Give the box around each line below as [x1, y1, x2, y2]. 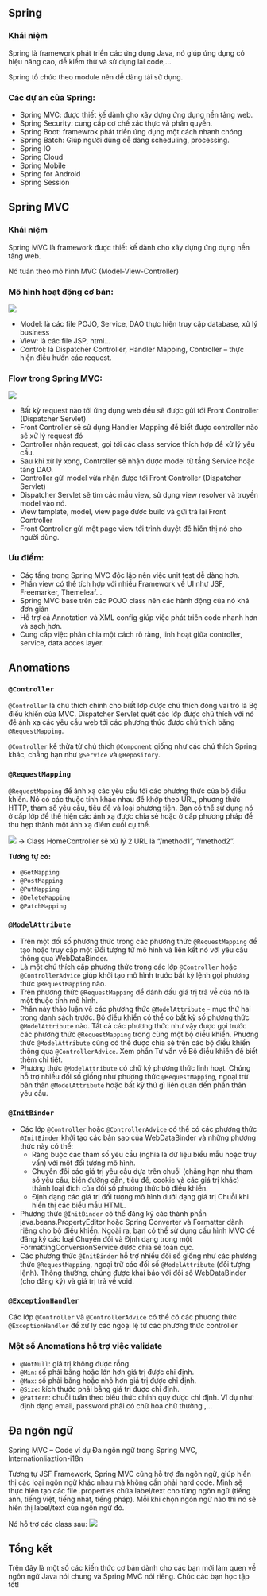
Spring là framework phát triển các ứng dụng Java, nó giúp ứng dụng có [8, 48, 245, 58]
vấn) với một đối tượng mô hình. [31, 1158, 137, 1168]
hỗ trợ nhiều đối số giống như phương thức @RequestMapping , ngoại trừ [19, 1071, 249, 1081]
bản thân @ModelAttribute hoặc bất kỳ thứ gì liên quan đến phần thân [19, 1080, 246, 1090]
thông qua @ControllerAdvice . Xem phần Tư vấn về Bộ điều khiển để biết [19, 1046, 258, 1056]
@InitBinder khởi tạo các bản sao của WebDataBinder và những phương [19, 1133, 257, 1143]
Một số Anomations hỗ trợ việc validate [8, 1341, 163, 1352]
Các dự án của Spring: [8, 91, 95, 103]
